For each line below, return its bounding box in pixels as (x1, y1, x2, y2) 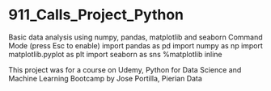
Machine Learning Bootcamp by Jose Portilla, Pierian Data (8, 73, 202, 83)
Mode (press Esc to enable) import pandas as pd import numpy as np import (8, 40, 263, 50)
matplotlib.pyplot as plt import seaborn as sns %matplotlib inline (8, 49, 222, 59)
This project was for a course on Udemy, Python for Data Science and (8, 64, 242, 74)
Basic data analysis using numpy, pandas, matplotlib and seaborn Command (8, 32, 263, 42)
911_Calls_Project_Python (8, 6, 184, 24)
